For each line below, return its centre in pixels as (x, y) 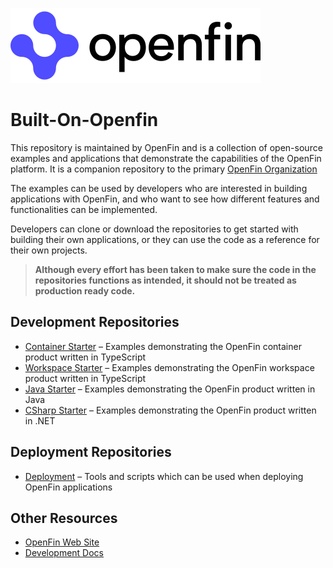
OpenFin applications (68, 487)
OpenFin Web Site (62, 542)
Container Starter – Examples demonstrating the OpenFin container (163, 346)
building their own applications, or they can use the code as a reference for (165, 239)
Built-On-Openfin (84, 120)
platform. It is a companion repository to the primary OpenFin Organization (164, 169)
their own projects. (49, 250)
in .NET (40, 420)
